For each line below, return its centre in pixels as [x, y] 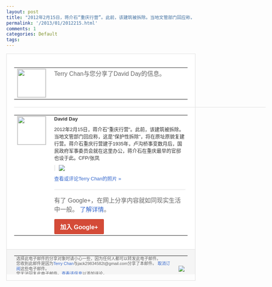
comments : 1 [21, 29]
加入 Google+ [79, 227]
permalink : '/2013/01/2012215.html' [52, 23]
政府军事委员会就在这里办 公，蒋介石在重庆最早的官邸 [120, 151]
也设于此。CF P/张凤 [77, 158]
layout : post [23, 12]
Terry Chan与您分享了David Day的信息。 [110, 73]
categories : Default [32, 34]
